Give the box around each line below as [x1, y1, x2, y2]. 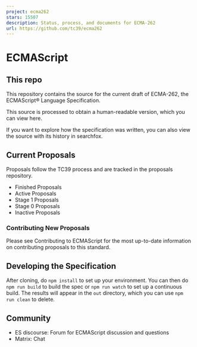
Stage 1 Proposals [14, 196, 59, 203]
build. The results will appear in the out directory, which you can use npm [6, 290, 183, 297]
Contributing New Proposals [6, 224, 90, 232]
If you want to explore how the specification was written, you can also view [6, 126, 190, 134]
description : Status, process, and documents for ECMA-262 [6, 20, 156, 26]
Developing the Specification [6, 261, 116, 271]
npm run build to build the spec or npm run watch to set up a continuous [6, 283, 183, 290]
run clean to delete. [6, 296, 55, 303]
